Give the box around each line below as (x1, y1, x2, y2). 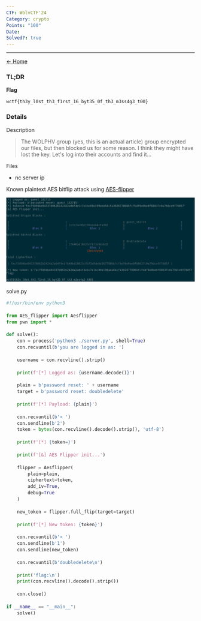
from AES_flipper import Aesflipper (6, 313, 98, 319)
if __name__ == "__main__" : (6, 604, 77, 610)
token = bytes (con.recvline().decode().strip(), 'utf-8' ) (17, 427, 165, 433)
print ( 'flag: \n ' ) (17, 572, 60, 578)
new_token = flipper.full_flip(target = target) (17, 509, 135, 515)
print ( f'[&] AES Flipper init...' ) (17, 452, 106, 458)
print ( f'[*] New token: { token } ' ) (17, 521, 103, 527)
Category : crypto (6, 16, 50, 22)
